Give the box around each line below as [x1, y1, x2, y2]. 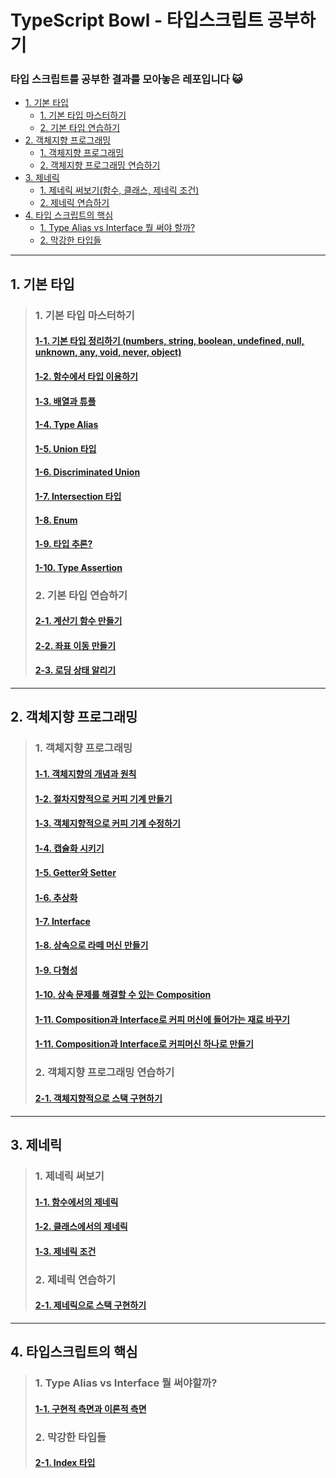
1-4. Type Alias [34, 419, 99, 431]
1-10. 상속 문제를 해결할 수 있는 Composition [34, 989, 212, 1001]
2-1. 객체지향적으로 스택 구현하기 [34, 1092, 163, 1104]
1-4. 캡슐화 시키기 [34, 842, 105, 854]
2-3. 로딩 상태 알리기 [34, 664, 117, 676]
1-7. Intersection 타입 [34, 490, 122, 502]
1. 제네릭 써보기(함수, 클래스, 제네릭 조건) [39, 184, 200, 196]
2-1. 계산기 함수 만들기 [34, 615, 123, 627]
